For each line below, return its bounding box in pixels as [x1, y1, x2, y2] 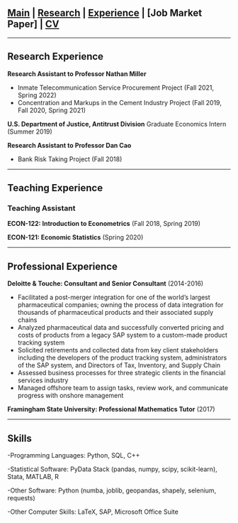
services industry [17, 376, 69, 384]
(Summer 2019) [7, 127, 53, 136]
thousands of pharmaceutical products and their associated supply [17, 308, 214, 317]
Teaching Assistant [7, 203, 76, 213]
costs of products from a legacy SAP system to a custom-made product [17, 331, 228, 340]
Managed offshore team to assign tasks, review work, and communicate [17, 384, 229, 392]
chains [17, 316, 38, 324]
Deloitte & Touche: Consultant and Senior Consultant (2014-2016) [7, 279, 204, 288]
